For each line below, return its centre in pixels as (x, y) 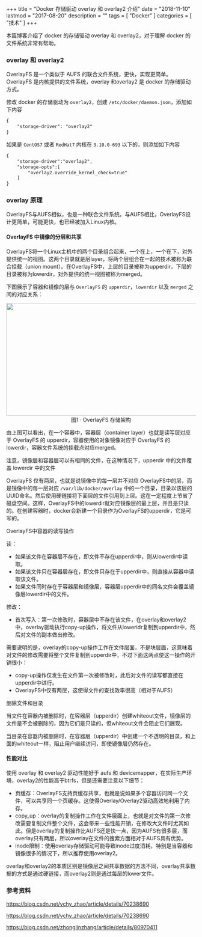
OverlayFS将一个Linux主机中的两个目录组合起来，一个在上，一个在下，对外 (99, 251)
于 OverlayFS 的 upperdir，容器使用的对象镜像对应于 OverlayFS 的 (88, 440)
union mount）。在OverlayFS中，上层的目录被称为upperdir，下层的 (109, 266)
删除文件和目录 (25, 703)
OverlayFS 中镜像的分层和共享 (44, 237)
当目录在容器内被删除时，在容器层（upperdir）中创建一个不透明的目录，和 (98, 736)
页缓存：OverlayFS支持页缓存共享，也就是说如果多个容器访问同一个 (99, 793)
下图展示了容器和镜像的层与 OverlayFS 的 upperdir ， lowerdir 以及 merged (96, 287)
